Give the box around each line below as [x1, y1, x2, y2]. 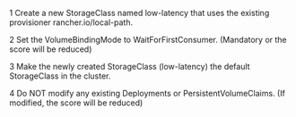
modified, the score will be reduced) [9, 97, 144, 108]
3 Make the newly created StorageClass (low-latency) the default [9, 62, 250, 71]
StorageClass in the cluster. [9, 71, 111, 81]
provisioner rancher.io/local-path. [9, 17, 133, 28]
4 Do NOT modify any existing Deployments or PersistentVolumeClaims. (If [9, 88, 285, 98]
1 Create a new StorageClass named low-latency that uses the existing [9, 8, 270, 18]
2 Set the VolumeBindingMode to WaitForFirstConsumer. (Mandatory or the [9, 35, 287, 45]
